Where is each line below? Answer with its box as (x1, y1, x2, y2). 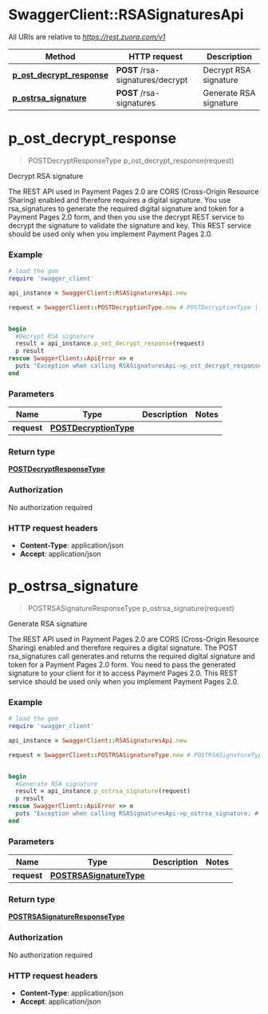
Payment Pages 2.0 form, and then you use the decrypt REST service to (8, 212, 245, 221)
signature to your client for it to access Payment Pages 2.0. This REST (8, 668, 238, 678)
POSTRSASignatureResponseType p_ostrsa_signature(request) (27, 603, 235, 612)
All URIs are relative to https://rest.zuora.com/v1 (8, 32, 166, 42)
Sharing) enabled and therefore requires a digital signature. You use (8, 195, 231, 204)
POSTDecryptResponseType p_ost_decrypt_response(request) (27, 156, 235, 165)
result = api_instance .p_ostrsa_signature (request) (15, 787, 191, 795)
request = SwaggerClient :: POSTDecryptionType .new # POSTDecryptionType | (8, 303, 259, 311)
